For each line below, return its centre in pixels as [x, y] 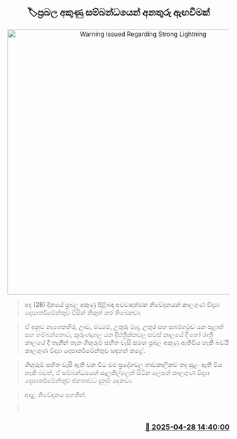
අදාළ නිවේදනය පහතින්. [55, 394]
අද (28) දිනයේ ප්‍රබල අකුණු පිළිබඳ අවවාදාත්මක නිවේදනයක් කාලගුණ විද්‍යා [122, 304]
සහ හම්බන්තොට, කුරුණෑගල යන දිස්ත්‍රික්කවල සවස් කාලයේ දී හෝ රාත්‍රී [119, 334]
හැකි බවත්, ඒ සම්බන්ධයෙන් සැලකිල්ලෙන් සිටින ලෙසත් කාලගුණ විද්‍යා [117, 372]
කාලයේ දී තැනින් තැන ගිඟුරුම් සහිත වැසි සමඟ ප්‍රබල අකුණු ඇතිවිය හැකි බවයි [127, 342]
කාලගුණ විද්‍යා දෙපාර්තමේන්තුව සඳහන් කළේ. [85, 350]
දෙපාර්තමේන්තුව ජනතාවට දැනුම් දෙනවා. [79, 380]
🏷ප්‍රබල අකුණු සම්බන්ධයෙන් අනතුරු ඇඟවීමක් [119, 12]
